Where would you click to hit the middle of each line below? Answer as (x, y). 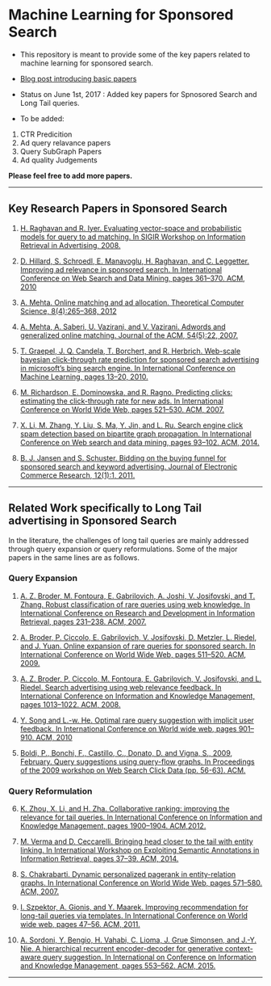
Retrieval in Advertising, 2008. (70, 245)
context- (239, 949)
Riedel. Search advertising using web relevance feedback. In (121, 687)
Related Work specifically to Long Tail (105, 508)
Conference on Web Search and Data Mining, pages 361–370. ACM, (133, 278)
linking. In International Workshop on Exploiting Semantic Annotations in (140, 850)
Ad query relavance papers (65, 142)
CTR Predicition (46, 134)
